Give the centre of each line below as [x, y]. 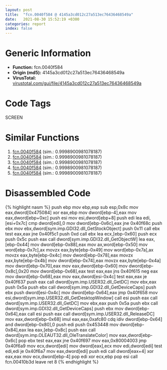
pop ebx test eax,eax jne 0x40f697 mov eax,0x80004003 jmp [82, 340]
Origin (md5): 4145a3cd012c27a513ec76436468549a [68, 73]
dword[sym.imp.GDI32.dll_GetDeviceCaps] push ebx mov [64, 308]
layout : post [19, 10]
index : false [19, 29]
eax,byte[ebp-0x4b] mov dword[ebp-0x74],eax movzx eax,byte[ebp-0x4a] [83, 260]
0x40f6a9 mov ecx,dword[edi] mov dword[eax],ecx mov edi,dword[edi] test [84, 346]
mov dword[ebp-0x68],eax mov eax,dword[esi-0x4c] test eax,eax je [76, 276]
